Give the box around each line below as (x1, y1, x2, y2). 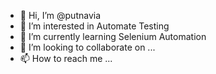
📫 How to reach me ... (19, 53, 113, 64)
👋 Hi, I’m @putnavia (19, 10, 102, 21)
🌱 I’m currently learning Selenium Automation (19, 31, 207, 42)
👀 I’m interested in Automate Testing (19, 20, 170, 32)
